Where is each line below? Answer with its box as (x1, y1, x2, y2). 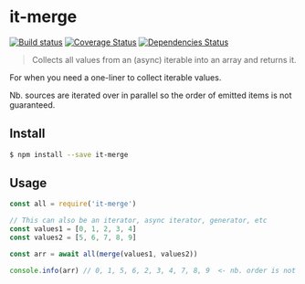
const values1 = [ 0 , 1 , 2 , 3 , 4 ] (9, 225, 137, 234)
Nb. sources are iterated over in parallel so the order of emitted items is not (9, 89, 292, 100)
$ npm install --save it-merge (9, 150, 129, 159)
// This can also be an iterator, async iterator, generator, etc (9, 216, 268, 226)
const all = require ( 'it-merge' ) (9, 199, 137, 209)
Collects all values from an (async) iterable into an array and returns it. (31, 54, 297, 65)
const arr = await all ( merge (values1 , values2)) (9, 249, 198, 258)
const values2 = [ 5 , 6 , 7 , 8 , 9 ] (9, 233, 137, 243)
